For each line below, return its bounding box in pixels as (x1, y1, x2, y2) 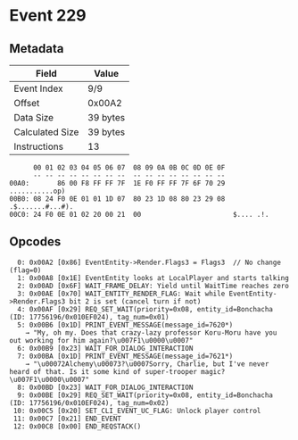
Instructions (13, 140, 64, 153)
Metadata (9, 41, 64, 56)
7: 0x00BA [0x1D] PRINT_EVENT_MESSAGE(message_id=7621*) (17, 352, 234, 361)
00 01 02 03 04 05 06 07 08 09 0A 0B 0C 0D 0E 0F (32, 163, 226, 172)
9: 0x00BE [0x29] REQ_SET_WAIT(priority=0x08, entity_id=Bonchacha (17, 390, 274, 400)
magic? (200, 367, 226, 376)
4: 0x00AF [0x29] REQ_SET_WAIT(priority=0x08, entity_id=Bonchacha (17, 304, 274, 313)
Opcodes (9, 234, 62, 250)
